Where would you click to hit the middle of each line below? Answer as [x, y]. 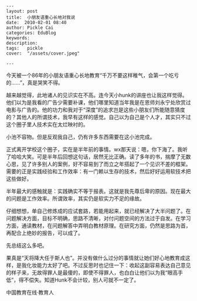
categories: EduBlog [31, 33]
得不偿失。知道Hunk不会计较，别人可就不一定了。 [79, 280]
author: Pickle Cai [30, 28]
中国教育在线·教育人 [30, 292]
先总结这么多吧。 [27, 245]
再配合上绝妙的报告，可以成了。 [45, 233]
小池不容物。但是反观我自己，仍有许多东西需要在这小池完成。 [81, 137]
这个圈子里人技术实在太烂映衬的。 [47, 124]
